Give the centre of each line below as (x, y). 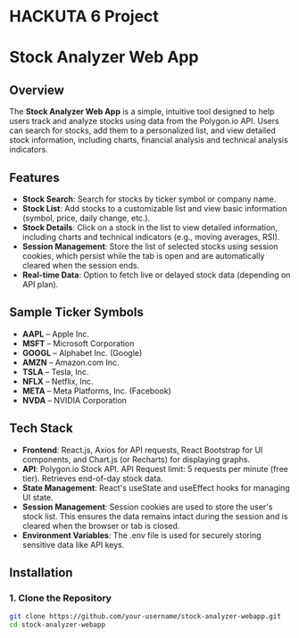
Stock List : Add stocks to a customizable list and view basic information (154, 208)
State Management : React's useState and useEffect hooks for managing (156, 487)
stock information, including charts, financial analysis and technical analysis (149, 140)
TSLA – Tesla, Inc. (55, 371)
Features (34, 177)
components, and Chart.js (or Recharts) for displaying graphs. (136, 459)
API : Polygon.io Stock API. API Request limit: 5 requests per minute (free (155, 468)
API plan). (40, 284)
